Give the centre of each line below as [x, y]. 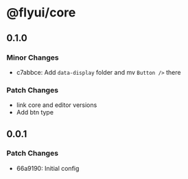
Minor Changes [33, 58]
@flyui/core [41, 13]
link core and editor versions [57, 105]
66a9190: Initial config [48, 168]
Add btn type [35, 112]
